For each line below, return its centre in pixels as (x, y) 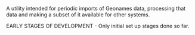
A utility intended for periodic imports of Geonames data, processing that (96, 8)
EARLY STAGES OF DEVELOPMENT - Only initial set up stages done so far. (98, 26)
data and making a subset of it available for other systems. (78, 15)
